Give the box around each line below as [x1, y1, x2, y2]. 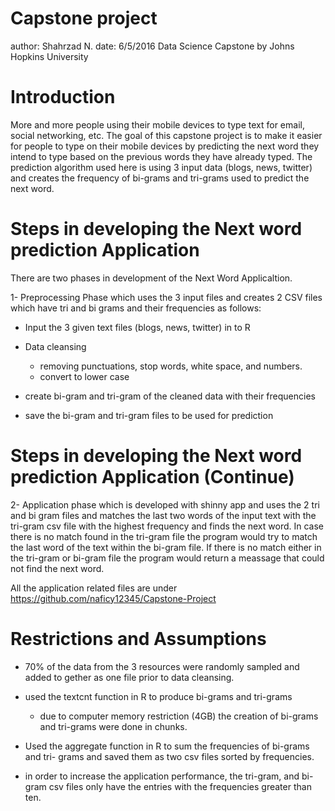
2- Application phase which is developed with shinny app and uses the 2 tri [10, 498, 320, 511]
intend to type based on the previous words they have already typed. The [10, 150, 313, 162]
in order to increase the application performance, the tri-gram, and [24, 770, 300, 782]
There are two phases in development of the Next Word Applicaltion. [10, 272, 293, 284]
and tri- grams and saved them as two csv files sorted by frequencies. [24, 750, 315, 762]
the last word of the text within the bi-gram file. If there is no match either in [10, 541, 322, 553]
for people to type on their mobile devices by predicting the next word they [10, 140, 320, 152]
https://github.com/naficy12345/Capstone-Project [10, 592, 217, 604]
